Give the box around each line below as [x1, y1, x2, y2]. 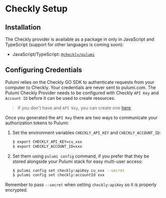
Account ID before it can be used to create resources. [5, 95, 116, 101]
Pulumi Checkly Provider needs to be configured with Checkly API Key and [5, 90, 159, 96]
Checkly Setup [5, 3, 68, 15]
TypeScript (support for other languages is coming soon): [5, 42, 124, 48]
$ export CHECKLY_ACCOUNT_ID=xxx [12, 144, 82, 149]
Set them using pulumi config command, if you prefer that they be [12, 153, 149, 159]
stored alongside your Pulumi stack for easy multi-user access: [12, 158, 143, 164]
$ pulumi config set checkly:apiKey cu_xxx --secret [12, 168, 125, 173]
